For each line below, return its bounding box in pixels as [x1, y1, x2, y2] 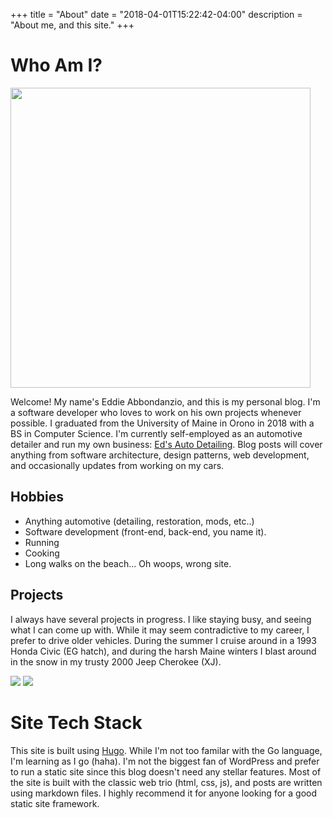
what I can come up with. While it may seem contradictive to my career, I [10, 624, 310, 636]
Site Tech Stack [10, 711, 143, 734]
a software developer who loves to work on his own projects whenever [10, 406, 302, 418]
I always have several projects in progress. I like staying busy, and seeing [10, 613, 312, 625]
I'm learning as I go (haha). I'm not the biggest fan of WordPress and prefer [10, 755, 320, 767]
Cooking [24, 547, 60, 559]
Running [24, 536, 60, 548]
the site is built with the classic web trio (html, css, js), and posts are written [10, 776, 323, 788]
